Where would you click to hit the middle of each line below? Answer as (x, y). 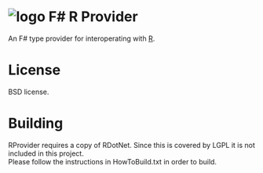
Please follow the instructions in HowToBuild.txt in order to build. (113, 161)
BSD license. (29, 92)
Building (36, 123)
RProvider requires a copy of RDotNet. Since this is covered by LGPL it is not (131, 145)
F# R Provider (93, 17)
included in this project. (46, 153)
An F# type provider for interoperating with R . (82, 38)
